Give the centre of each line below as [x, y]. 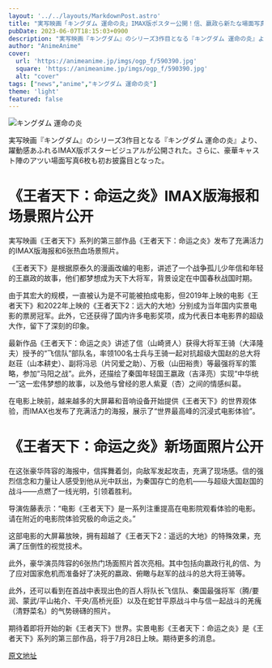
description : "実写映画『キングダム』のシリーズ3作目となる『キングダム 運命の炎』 [134, 39]
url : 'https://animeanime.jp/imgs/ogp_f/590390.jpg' [106, 62]
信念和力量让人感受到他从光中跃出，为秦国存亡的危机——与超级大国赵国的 [139, 481]
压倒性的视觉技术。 [54, 546]
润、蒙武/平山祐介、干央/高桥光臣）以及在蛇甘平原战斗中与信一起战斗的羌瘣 [135, 601]
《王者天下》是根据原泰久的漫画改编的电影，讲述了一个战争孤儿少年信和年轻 [136, 268]
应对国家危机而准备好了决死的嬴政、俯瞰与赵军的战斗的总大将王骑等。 [132, 574]
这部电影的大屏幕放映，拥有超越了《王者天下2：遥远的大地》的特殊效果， [131, 536]
